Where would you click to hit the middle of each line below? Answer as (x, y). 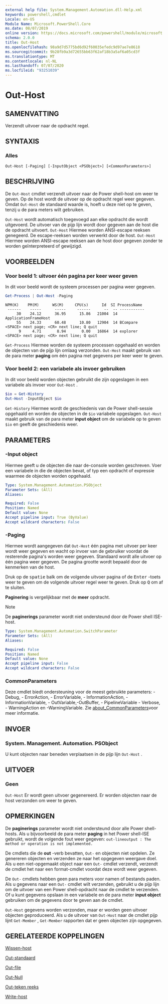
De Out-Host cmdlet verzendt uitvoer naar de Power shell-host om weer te (82, 193)
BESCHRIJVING (30, 182)
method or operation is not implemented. (49, 844)
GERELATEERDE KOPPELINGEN (55, 936)
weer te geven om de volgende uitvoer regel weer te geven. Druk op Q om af (84, 582)
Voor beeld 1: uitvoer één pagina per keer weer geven (71, 276)
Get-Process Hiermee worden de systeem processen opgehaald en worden (83, 345)
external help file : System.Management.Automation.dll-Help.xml (74, 10)
